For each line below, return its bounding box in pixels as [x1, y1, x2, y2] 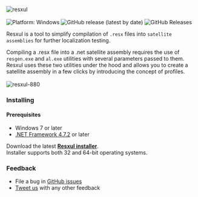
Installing [6, 96, 35, 104]
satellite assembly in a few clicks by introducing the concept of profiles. [6, 68, 185, 75]
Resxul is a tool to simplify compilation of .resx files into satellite [6, 30, 172, 38]
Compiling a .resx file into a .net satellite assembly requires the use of [6, 48, 180, 56]
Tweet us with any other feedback [15, 184, 101, 192]
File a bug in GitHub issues [15, 178, 82, 185]
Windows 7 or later [15, 124, 62, 132]
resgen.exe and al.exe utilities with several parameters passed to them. [6, 55, 185, 62]
